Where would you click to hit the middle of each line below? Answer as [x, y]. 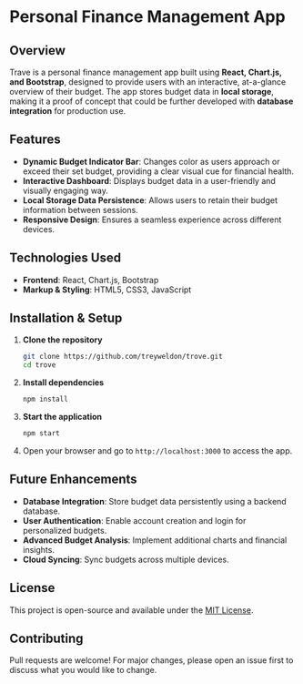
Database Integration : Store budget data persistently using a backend [154, 501]
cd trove [39, 365]
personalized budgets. [65, 530]
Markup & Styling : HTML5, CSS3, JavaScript [107, 290]
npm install [45, 399]
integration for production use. [68, 111]
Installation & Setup [66, 318]
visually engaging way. [66, 190]
